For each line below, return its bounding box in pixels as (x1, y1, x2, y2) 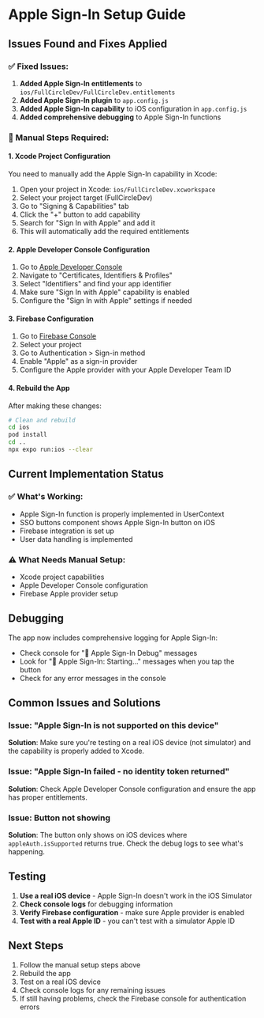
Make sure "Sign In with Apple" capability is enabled (19, 287, 191, 297)
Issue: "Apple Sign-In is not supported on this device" (8, 720, 219, 731)
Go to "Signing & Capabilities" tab (19, 202, 129, 210)
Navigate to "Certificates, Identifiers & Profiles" (19, 271, 173, 280)
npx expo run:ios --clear (8, 445, 93, 454)
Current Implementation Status (8, 467, 164, 481)
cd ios (8, 423, 30, 432)
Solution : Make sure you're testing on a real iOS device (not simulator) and (8, 738, 251, 747)
